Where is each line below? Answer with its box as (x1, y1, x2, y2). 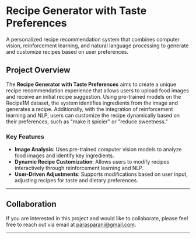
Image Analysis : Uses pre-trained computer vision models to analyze (14, 146, 182, 153)
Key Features (6, 133, 45, 141)
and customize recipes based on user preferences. (6, 48, 129, 55)
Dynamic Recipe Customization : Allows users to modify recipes (14, 158, 170, 165)
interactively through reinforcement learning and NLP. (14, 165, 144, 172)
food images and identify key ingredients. (14, 152, 115, 159)
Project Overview (6, 65, 71, 75)
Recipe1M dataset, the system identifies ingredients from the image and (6, 99, 178, 106)
